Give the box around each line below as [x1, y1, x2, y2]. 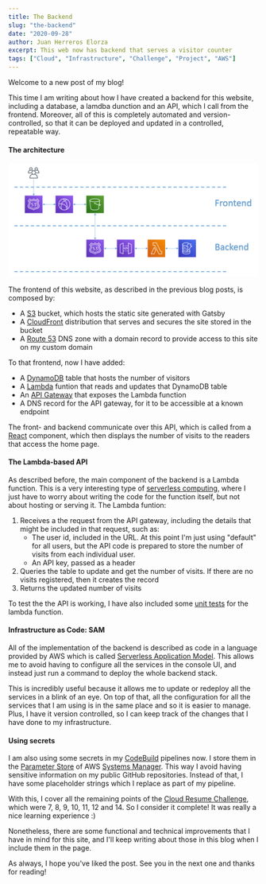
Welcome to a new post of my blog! [8, 78, 125, 87]
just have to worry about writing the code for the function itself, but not [8, 491, 241, 501]
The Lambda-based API [8, 457, 88, 467]
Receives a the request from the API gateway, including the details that [19, 515, 252, 525]
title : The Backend [8, 13, 73, 21]
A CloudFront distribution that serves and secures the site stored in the [19, 316, 252, 326]
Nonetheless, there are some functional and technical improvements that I [8, 827, 250, 836]
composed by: [8, 293, 56, 302]
